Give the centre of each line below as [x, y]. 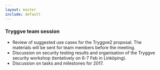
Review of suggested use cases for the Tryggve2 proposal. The [77, 42]
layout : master [21, 10]
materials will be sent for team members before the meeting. [74, 47]
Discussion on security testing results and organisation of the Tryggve [84, 53]
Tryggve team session [33, 32]
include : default [23, 14]
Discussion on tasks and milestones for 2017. [58, 63]
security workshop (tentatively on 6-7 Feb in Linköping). [69, 58]
